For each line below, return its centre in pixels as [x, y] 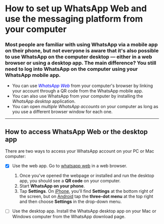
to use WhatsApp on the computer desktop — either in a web [79, 57]
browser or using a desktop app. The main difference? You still [81, 63]
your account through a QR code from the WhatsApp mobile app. [77, 91]
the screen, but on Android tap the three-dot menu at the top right [86, 197]
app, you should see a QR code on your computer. [70, 181]
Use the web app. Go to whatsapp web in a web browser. [70, 166]
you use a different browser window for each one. [62, 112]
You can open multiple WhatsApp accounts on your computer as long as [85, 107]
